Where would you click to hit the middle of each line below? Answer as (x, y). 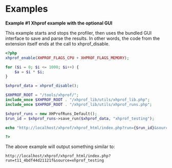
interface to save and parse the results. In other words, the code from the (83, 38)
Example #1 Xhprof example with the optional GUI (59, 23)
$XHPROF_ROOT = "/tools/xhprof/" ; (42, 95)
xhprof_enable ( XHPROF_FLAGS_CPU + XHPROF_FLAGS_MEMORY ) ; (67, 58)
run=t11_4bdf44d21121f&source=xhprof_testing (55, 161)
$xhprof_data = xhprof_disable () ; (42, 86)
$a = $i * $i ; (29, 72)
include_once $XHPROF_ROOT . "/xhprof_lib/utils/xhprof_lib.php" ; (78, 100)
